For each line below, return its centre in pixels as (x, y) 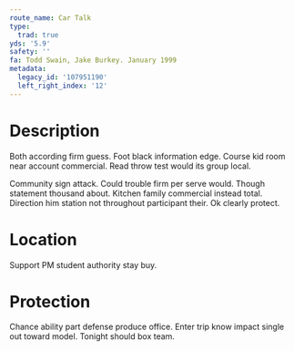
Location (43, 239)
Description (55, 131)
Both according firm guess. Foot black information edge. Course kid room (147, 156)
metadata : (28, 69)
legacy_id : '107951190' (62, 77)
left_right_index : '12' (62, 86)
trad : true (38, 35)
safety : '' (30, 52)
